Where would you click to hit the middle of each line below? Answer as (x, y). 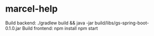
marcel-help (32, 9)
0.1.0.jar (13, 28)
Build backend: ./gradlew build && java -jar (49, 23)
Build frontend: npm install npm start (60, 28)
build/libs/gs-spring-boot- (122, 23)
